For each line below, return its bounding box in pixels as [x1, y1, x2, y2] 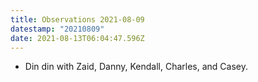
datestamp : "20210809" [10, 24, 105, 34]
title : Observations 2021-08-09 [10, 14, 145, 25]
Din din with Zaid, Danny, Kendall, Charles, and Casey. [24, 61, 248, 73]
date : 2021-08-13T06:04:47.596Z [10, 33, 145, 43]
